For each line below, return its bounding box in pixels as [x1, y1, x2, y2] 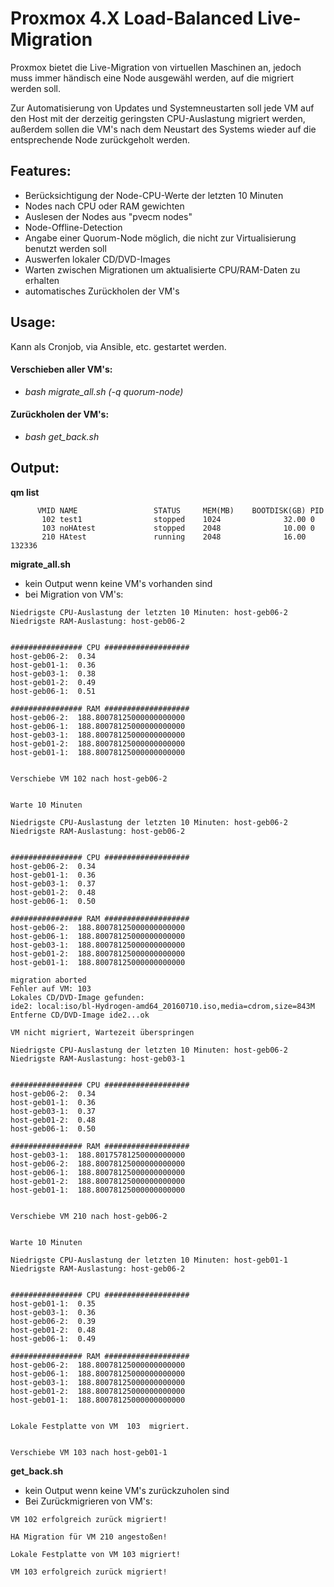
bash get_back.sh [24, 430, 100, 442]
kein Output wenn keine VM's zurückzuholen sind [24, 1484, 230, 1496]
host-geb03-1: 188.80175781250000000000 [10, 1150, 186, 1160]
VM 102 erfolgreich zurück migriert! [10, 1514, 168, 1524]
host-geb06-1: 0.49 [10, 1333, 97, 1344]
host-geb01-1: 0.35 [10, 1298, 97, 1309]
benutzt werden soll [24, 242, 107, 254]
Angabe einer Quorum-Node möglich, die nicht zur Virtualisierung [24, 232, 297, 244]
